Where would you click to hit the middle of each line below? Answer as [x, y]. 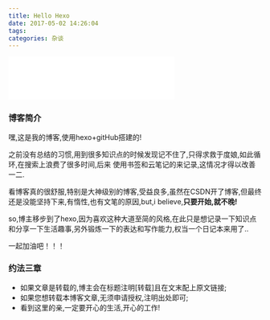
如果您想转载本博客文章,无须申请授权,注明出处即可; [104, 297]
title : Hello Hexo [39, 16]
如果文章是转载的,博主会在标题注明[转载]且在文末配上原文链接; [123, 287]
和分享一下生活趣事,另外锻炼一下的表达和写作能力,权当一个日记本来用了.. [129, 228]
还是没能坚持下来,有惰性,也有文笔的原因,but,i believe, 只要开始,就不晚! [123, 201]
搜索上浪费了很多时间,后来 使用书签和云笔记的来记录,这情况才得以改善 [140, 164]
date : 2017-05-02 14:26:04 [53, 23]
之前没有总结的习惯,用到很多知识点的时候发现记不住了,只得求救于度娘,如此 [131, 154]
